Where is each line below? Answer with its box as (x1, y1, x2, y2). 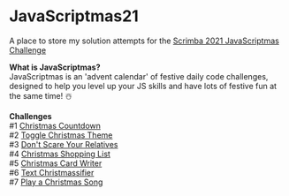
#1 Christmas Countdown (9, 120, 102, 131)
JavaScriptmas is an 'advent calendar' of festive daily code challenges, (9, 71, 269, 81)
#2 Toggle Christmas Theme (9, 130, 113, 140)
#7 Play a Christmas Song (9, 177, 103, 187)
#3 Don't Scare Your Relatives (9, 139, 118, 149)
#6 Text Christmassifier (9, 167, 95, 177)
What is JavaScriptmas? (9, 62, 101, 72)
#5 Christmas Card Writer (9, 157, 103, 169)
